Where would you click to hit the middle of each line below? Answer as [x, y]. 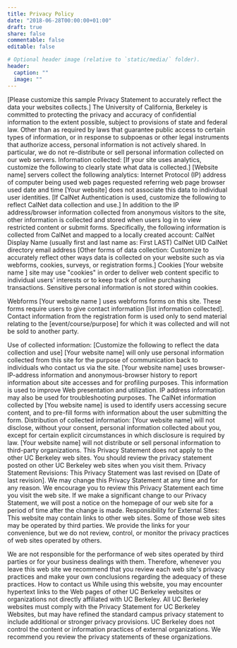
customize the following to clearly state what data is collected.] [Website [113, 167]
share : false [26, 34]
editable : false [31, 47]
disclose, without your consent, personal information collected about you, [114, 427]
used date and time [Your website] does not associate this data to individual [117, 190]
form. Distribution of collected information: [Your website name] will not [111, 420]
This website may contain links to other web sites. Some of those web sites [116, 518]
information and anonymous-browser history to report [119, 375]
